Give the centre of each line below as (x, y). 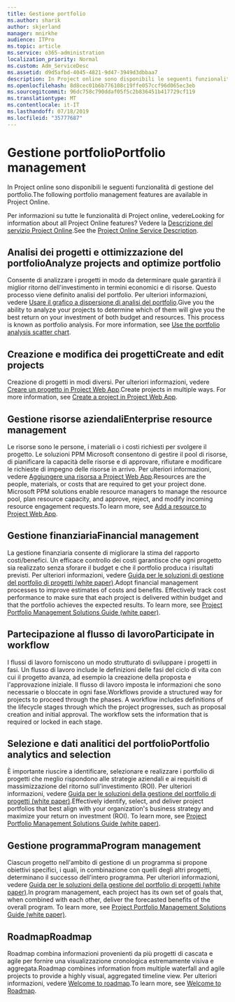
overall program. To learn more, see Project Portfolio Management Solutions (117, 907)
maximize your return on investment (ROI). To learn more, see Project (107, 816)
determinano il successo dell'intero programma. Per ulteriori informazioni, (113, 877)
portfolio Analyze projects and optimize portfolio (114, 263)
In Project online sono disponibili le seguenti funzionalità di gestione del (111, 187)
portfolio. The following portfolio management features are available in (107, 194)
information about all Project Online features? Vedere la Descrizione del (110, 223)
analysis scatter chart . (39, 332)
